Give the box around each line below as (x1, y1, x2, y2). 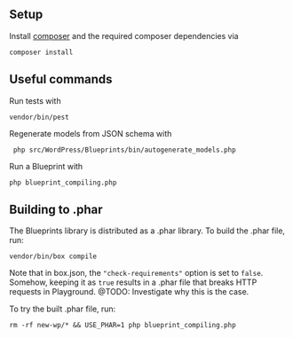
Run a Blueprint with (9, 161, 83, 171)
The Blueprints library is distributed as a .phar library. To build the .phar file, (9, 225, 286, 236)
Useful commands (9, 72, 113, 87)
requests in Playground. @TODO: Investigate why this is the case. (9, 287, 249, 297)
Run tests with (9, 95, 61, 106)
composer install (9, 48, 74, 57)
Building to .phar (9, 202, 103, 217)
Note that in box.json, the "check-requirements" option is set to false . (9, 268, 264, 279)
